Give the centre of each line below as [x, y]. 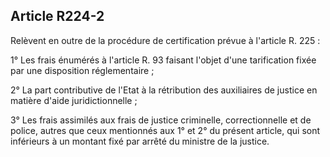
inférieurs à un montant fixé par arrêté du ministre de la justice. [140, 141]
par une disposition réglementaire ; [82, 70]
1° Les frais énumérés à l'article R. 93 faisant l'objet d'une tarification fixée [163, 60]
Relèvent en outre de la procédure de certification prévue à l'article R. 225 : [165, 40]
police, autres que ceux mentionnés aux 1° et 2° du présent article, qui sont [165, 130]
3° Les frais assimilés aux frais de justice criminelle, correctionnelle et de [161, 120]
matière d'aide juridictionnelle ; [74, 100]
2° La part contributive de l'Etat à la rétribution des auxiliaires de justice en [164, 90]
